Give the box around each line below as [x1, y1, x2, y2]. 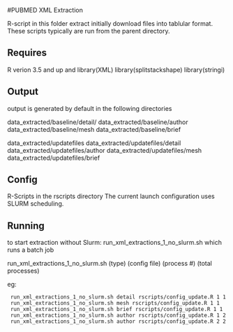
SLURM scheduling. [7, 199, 64, 208]
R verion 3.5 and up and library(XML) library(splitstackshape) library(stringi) [7, 66, 225, 74]
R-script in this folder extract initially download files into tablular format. [7, 20, 213, 27]
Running [7, 220, 45, 232]
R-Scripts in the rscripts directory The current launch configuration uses [7, 192, 215, 201]
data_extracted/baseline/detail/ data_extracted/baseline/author [7, 118, 188, 126]
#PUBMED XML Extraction [7, 6, 84, 14]
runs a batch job [7, 246, 54, 254]
